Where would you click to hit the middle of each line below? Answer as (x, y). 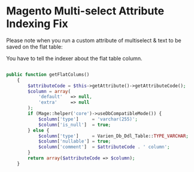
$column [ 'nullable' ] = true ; (75, 141)
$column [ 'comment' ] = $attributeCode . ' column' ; (104, 147)
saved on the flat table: (34, 47)
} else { (39, 130)
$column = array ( (49, 91)
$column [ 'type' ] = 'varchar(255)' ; (88, 119)
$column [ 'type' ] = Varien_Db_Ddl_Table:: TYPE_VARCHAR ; (113, 136)
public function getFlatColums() (48, 74)
